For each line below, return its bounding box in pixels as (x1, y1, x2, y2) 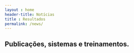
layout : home (5, 7, 35, 12)
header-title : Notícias (5, 12, 55, 17)
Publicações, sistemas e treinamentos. (5, 39, 129, 48)
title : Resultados (5, 16, 46, 21)
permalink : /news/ (5, 21, 43, 26)
